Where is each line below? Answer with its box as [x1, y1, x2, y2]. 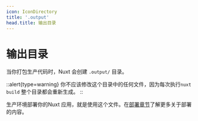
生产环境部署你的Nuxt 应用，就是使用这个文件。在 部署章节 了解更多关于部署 [6, 101, 192, 108]
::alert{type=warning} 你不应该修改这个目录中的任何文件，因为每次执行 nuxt [6, 81, 192, 88]
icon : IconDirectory [6, 8, 58, 15]
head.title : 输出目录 [6, 20, 57, 26]
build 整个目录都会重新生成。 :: [6, 88, 83, 95]
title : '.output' [6, 14, 49, 20]
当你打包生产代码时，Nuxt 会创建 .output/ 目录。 [6, 68, 128, 75]
